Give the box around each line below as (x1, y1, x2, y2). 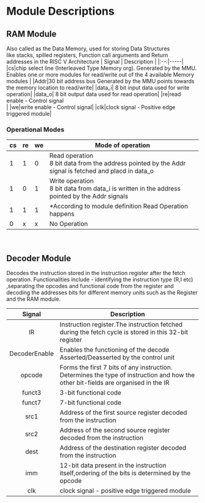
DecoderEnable (9, 349, 54, 358)
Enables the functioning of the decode (60, 346, 170, 354)
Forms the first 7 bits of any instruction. (60, 363, 173, 372)
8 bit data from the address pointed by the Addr (49, 159, 186, 168)
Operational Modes (6, 125, 65, 134)
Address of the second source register (60, 426, 170, 434)
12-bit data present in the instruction (60, 461, 167, 470)
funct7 (22, 398, 41, 407)
